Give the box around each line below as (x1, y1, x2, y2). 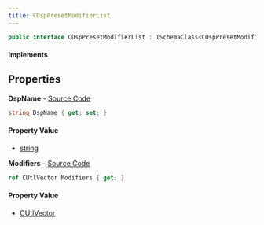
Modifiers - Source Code (8, 158, 90, 168)
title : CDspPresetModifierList (8, 11, 111, 20)
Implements (8, 50, 49, 60)
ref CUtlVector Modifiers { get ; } (8, 174, 125, 182)
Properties (8, 72, 61, 87)
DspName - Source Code (8, 94, 91, 103)
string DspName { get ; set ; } (8, 109, 108, 116)
